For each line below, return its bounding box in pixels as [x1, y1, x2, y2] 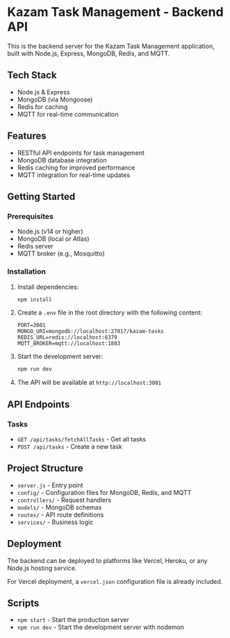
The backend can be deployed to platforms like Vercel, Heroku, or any [7, 556, 208, 564]
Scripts [7, 598, 40, 609]
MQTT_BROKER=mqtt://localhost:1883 [17, 340, 121, 347]
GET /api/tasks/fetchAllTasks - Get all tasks [17, 435, 147, 443]
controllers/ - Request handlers [17, 496, 112, 504]
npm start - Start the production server [17, 616, 130, 624]
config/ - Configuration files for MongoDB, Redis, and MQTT [17, 488, 192, 496]
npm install [17, 296, 52, 303]
